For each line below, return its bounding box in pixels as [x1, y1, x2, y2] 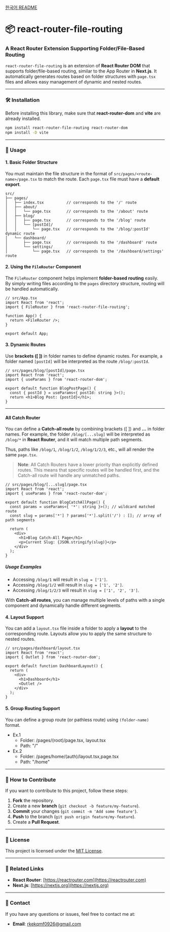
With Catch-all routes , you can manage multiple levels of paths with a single [5, 597, 165, 603]
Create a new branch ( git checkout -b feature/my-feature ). [12, 802, 140, 809]
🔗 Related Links [5, 865, 44, 872]
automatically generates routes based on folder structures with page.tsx [5, 73, 156, 80]
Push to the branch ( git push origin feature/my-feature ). [12, 813, 136, 820]
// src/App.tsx [5, 295, 37, 300]
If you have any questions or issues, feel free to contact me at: [5, 911, 136, 917]
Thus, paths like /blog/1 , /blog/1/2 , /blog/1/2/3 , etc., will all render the [5, 446, 154, 452]
